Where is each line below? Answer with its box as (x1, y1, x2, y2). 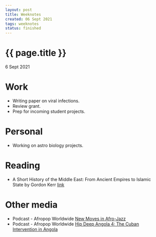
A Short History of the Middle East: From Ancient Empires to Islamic (12, 176, 151, 182)
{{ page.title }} (5, 47, 67, 59)
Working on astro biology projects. (12, 142, 84, 148)
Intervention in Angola (12, 226, 58, 232)
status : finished (5, 26, 41, 31)
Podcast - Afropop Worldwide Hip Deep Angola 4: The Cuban (12, 221, 140, 227)
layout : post (5, 7, 32, 12)
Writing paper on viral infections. (12, 98, 80, 104)
